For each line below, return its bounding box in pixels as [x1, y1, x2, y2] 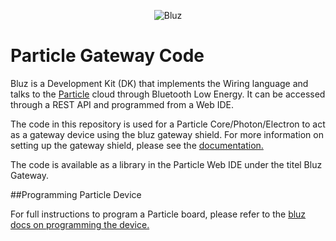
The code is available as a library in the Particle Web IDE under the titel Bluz [10, 158, 323, 170]
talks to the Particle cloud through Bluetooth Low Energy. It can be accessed [10, 88, 326, 100]
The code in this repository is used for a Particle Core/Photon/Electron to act [10, 118, 326, 130]
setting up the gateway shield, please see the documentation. [10, 139, 264, 151]
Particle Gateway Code [10, 45, 205, 67]
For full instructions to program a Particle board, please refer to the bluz [10, 208, 307, 220]
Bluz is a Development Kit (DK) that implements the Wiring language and [10, 77, 309, 89]
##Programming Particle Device [10, 188, 142, 200]
